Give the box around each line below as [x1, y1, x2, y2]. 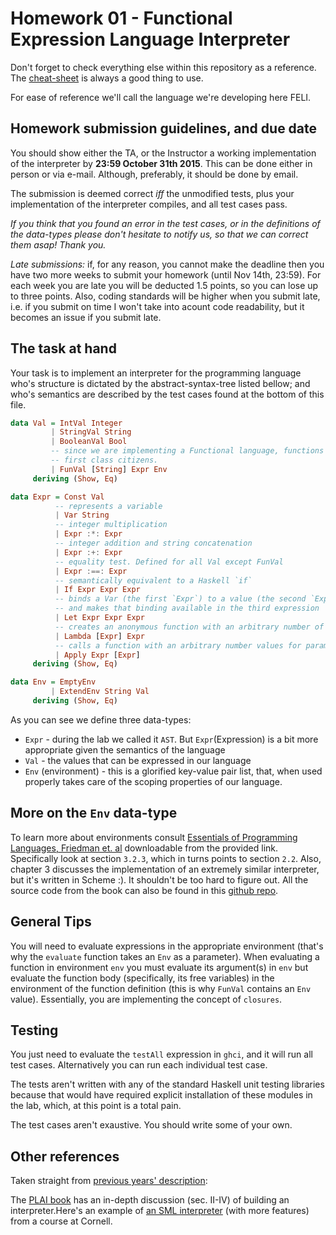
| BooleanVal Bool [50, 437, 128, 447]
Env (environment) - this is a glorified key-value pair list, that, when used [24, 765, 323, 777]
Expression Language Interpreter [10, 28, 291, 51]
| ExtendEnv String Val [50, 687, 150, 697]
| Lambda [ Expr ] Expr [54, 631, 145, 641]
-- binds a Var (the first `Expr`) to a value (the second [54, 594, 307, 604]
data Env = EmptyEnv [10, 677, 97, 687]
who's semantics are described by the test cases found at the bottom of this [10, 388, 325, 400]
